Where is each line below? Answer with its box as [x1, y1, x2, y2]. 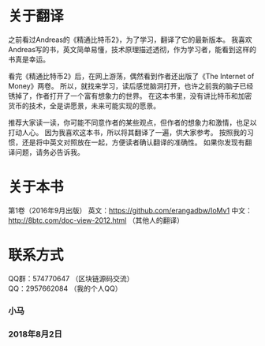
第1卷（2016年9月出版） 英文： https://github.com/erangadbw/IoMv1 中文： [8, 205, 252, 215]
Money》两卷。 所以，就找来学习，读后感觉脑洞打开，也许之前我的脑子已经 [8, 81, 254, 91]
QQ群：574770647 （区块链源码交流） [8, 273, 134, 283]
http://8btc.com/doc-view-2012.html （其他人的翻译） [8, 215, 184, 225]
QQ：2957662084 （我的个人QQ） [8, 284, 122, 293]
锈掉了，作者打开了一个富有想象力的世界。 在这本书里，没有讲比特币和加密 [8, 91, 252, 100]
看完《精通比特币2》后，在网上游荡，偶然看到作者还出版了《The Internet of [8, 71, 255, 81]
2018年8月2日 [8, 329, 63, 340]
